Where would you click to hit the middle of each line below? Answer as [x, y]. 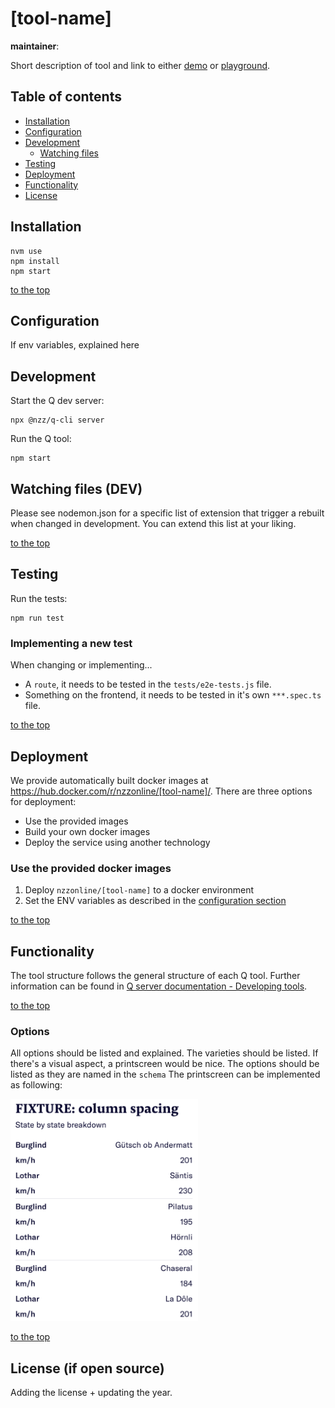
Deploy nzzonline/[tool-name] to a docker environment [139, 890]
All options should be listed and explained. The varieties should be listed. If [164, 1053]
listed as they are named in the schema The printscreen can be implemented [165, 1074]
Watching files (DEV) [76, 488]
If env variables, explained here [75, 345]
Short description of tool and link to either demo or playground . [140, 65]
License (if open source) [87, 1368]
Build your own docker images [87, 831]
